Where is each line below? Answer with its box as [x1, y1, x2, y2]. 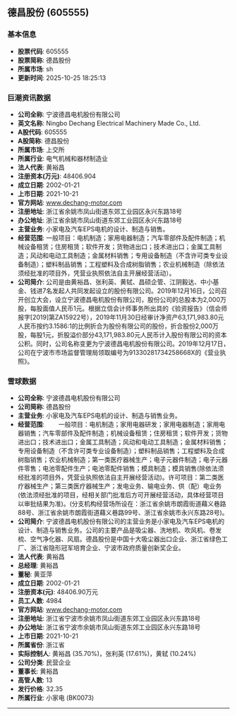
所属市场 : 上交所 [17, 145, 65, 154]
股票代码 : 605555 [17, 47, 69, 55]
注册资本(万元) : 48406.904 [17, 171, 97, 180]
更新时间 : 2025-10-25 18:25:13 [17, 73, 107, 82]
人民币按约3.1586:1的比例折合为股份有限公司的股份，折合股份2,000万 [17, 322, 219, 330]
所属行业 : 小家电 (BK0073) [17, 693, 95, 702]
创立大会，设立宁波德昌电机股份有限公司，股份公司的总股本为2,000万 [23, 295, 227, 303]
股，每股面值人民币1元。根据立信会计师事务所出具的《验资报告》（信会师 [17, 304, 228, 313]
